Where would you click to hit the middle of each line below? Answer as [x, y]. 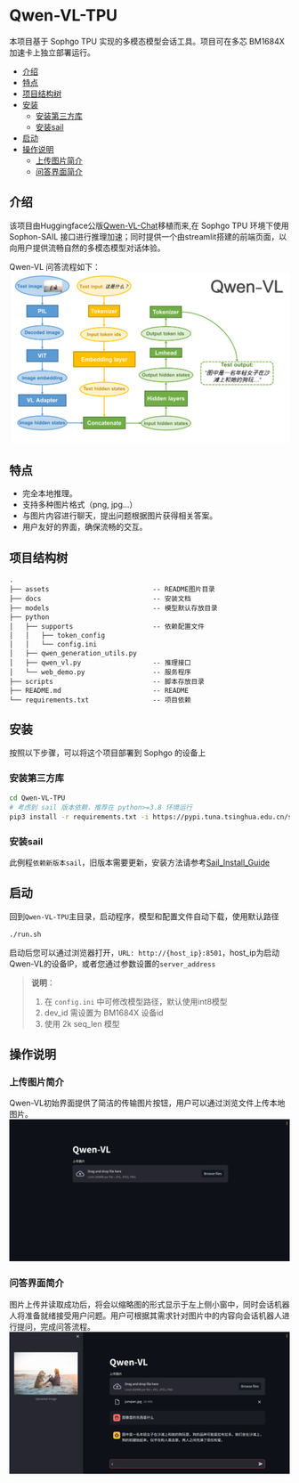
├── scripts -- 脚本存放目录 [107, 681]
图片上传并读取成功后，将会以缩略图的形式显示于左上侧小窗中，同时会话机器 [149, 1304]
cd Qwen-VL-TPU [37, 798]
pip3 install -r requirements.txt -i [79, 817]
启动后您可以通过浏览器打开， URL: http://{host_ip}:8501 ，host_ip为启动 [145, 952]
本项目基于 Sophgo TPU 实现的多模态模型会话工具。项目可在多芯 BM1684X [147, 41]
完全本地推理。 [49, 493]
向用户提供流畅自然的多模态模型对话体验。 [87, 248]
